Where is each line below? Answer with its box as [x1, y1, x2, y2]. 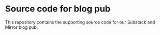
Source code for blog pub [5, 3, 111, 14]
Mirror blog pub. [5, 24, 38, 30]
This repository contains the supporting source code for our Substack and [5, 19, 156, 25]
